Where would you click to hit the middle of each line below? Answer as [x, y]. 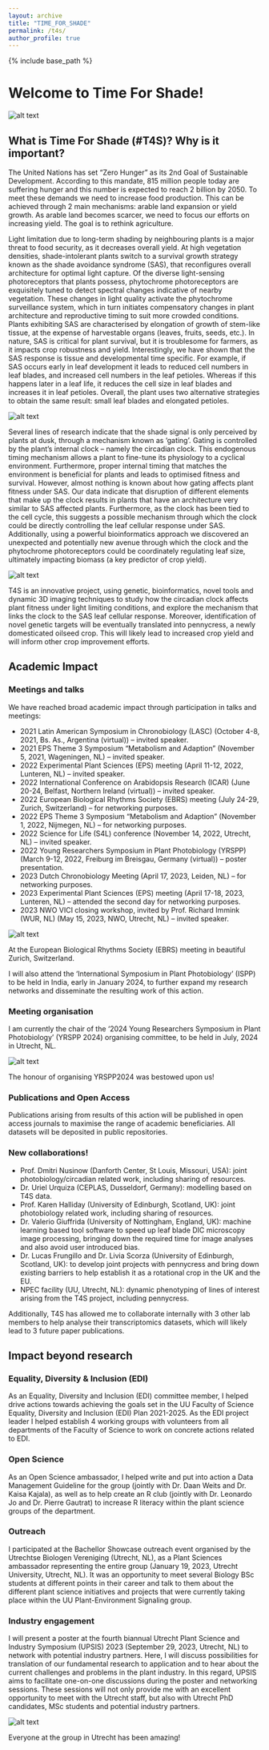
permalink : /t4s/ [37, 30]
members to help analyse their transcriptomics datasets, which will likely [128, 1322]
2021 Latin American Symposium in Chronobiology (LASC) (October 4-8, [140, 731]
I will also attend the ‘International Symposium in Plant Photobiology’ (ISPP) [132, 974]
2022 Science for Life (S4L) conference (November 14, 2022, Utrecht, [135, 833]
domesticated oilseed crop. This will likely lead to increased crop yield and [131, 633]
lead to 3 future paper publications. [66, 1330]
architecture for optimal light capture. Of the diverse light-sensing [116, 273]
